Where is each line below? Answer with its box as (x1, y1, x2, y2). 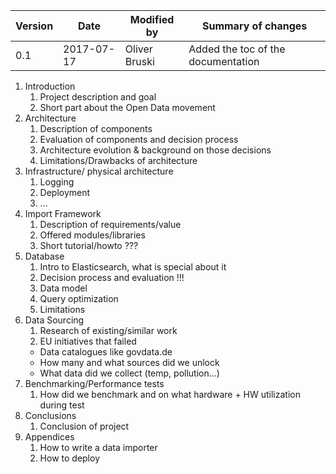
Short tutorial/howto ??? (39, 240, 139, 251)
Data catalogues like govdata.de (39, 346, 173, 358)
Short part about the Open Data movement (39, 102, 216, 113)
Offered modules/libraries (39, 229, 146, 241)
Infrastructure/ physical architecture (24, 165, 174, 177)
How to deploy (39, 452, 100, 464)
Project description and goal (39, 91, 157, 103)
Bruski (124, 55, 155, 68)
